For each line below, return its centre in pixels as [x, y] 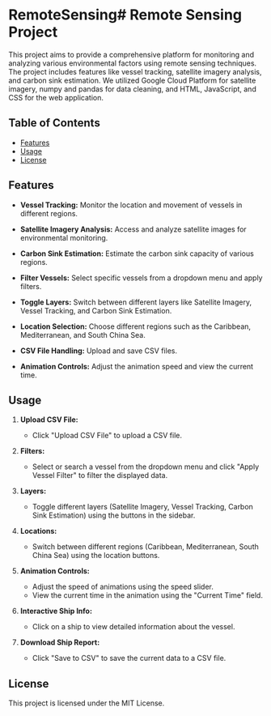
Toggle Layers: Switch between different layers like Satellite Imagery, [136, 302]
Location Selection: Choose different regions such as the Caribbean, [135, 326]
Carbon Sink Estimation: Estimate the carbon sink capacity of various [137, 254]
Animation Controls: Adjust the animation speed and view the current [136, 366]
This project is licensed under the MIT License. [87, 703]
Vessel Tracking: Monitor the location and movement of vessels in [131, 205]
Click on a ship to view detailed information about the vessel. [133, 627]
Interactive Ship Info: [56, 611]
